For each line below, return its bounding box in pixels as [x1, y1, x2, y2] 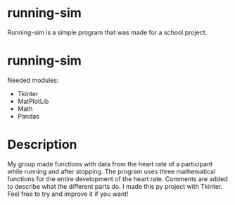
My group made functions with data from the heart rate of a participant [7, 159, 213, 168]
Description [7, 137, 77, 152]
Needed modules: [7, 76, 59, 84]
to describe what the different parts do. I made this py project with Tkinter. [7, 182, 223, 190]
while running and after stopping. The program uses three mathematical [7, 167, 216, 176]
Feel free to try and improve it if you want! [7, 190, 129, 198]
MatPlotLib [17, 97, 49, 105]
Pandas [17, 112, 40, 120]
